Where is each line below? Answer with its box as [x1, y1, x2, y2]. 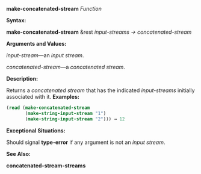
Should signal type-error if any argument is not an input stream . [6, 138, 165, 146]
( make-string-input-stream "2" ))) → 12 [25, 116, 125, 122]
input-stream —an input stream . [6, 52, 84, 59]
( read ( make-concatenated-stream [6, 105, 90, 111]
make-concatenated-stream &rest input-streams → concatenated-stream [6, 28, 192, 36]
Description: [6, 75, 38, 82]
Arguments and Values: [6, 40, 67, 47]
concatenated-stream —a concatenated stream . [6, 63, 125, 70]
